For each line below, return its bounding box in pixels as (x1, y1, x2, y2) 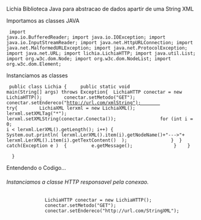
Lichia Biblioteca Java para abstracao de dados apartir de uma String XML (6, 6, 194, 12)
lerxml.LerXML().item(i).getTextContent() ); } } (6, 137, 183, 143)
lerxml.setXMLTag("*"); (6, 110, 67, 116)
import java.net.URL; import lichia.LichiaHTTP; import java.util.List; (6, 50, 196, 56)
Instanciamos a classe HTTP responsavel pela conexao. (6, 178, 149, 186)
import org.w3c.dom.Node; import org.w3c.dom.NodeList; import (6, 56, 172, 62)
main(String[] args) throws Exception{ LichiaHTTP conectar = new (6, 89, 183, 95)
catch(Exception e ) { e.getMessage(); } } (6, 143, 191, 149)
